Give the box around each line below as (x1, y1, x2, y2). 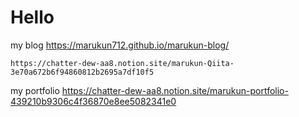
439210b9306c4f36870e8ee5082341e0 (10, 95, 177, 107)
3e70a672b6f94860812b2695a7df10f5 (10, 67, 155, 77)
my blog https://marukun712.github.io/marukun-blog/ (10, 39, 230, 51)
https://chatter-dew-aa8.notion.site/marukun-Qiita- (10, 58, 235, 68)
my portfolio (10, 84, 60, 96)
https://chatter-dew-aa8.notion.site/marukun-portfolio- (61, 84, 289, 96)
